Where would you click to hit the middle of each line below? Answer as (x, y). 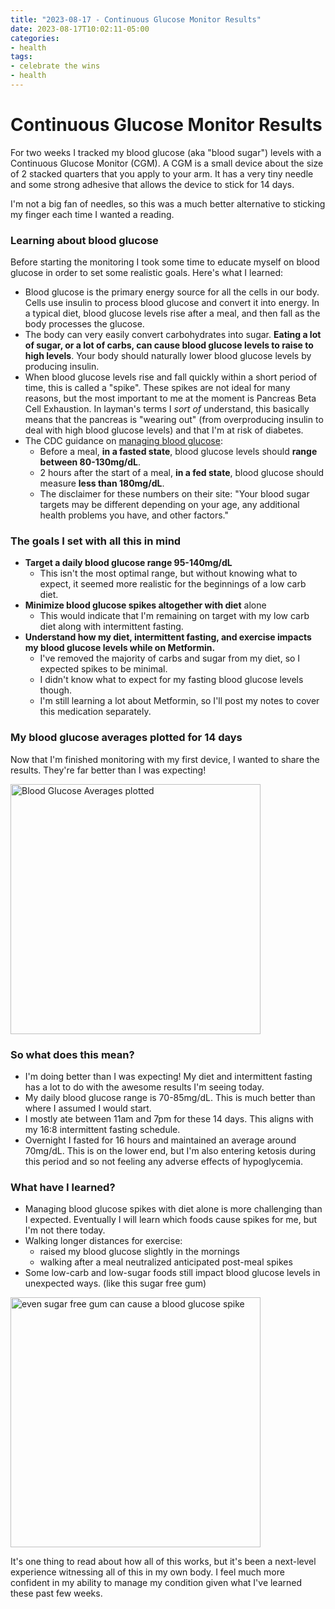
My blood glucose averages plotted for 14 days (126, 738)
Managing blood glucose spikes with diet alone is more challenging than (173, 1209)
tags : (21, 57)
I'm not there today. (65, 1230)
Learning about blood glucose (84, 240)
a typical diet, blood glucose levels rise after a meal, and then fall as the (172, 313)
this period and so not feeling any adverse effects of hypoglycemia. (164, 1161)
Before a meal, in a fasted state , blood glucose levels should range (178, 452)
